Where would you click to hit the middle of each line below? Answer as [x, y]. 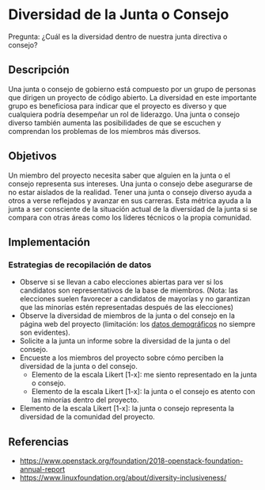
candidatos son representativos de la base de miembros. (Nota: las [129, 290]
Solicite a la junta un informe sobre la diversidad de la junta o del [125, 341]
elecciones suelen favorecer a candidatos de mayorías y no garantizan [135, 299]
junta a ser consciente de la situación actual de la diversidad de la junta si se [133, 209]
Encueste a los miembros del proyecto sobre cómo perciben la [121, 358]
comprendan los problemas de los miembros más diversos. [104, 131]
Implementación [49, 242]
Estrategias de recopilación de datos [80, 265]
